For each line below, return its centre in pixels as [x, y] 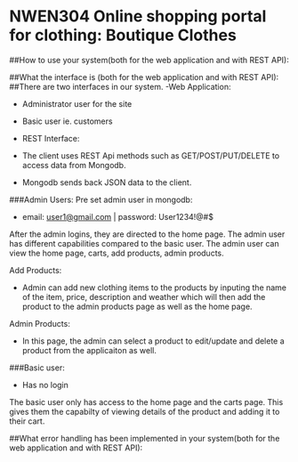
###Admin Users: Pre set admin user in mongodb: [101, 199]
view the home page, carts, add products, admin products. [117, 253]
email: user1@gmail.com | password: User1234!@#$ [117, 216]
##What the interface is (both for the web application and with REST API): [144, 77]
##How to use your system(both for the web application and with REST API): [149, 60]
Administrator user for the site [77, 103]
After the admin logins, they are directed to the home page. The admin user [147, 234]
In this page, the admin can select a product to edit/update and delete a [153, 341]
